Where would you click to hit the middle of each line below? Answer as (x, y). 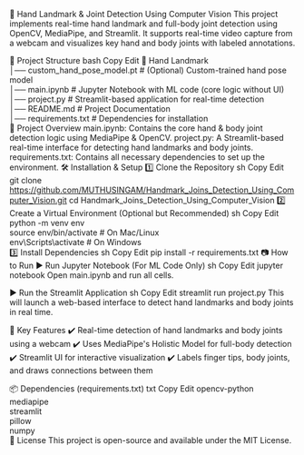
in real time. (31, 312)
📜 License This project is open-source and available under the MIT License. (151, 440)
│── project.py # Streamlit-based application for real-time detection (137, 99)
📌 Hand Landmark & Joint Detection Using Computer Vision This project (144, 14)
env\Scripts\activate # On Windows (76, 242)
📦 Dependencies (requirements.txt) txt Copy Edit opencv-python (132, 389)
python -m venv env (47, 223)
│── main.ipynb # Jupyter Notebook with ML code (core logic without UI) (147, 89)
